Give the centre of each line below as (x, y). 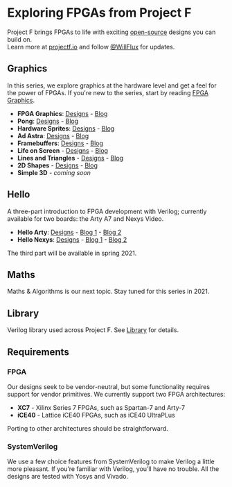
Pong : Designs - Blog (48, 121)
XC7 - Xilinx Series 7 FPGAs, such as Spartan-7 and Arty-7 (101, 407)
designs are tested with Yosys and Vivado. (68, 477)
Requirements (38, 352)
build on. (20, 39)
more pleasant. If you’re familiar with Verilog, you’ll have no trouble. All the (113, 469)
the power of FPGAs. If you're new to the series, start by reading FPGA (108, 92)
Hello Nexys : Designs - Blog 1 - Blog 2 (72, 239)
